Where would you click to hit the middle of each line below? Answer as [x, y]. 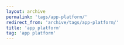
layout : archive [26, 11]
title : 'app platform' [34, 28]
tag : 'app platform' [31, 33]
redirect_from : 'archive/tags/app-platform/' [62, 22]
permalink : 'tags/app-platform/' [47, 17]
